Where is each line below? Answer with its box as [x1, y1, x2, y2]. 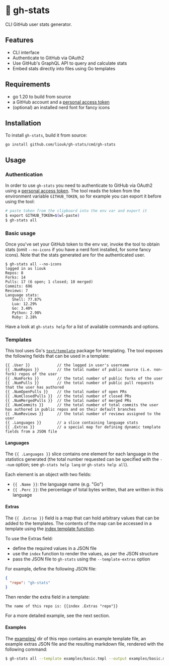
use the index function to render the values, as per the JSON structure [12, 550, 158, 556]
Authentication [5, 171, 43, 178]
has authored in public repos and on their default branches [5, 407, 136, 412]
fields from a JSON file [5, 429, 57, 434]
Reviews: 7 [5, 288, 28, 293]
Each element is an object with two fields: [5, 471, 92, 478]
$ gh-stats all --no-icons [5, 261, 62, 267]
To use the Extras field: [5, 535, 53, 541]
